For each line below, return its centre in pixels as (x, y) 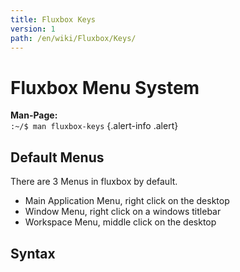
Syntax (33, 253)
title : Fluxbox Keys (53, 19)
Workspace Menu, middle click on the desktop (120, 222)
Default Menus (57, 157)
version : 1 (33, 29)
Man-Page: (34, 115)
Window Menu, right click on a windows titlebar (123, 212)
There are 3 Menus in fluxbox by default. (94, 182)
